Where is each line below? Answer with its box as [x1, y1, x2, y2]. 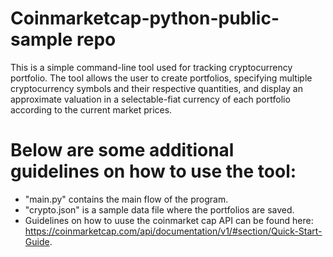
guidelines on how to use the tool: [10, 160, 297, 183]
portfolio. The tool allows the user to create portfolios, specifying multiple [10, 72, 313, 84]
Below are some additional [10, 139, 235, 162]
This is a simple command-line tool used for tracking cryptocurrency [10, 61, 293, 73]
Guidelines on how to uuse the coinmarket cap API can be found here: [24, 214, 314, 226]
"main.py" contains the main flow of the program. [24, 193, 229, 205]
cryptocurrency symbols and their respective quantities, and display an [10, 82, 303, 94]
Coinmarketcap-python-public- [10, 7, 280, 30]
